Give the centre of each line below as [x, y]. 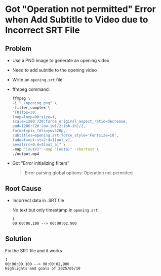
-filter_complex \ [31, 108]
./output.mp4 [26, 154]
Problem [19, 48]
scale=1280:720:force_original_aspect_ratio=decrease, [70, 122]
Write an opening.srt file [37, 80]
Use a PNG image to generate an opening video [61, 60]
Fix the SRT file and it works [34, 251]
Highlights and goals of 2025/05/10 [43, 269]
